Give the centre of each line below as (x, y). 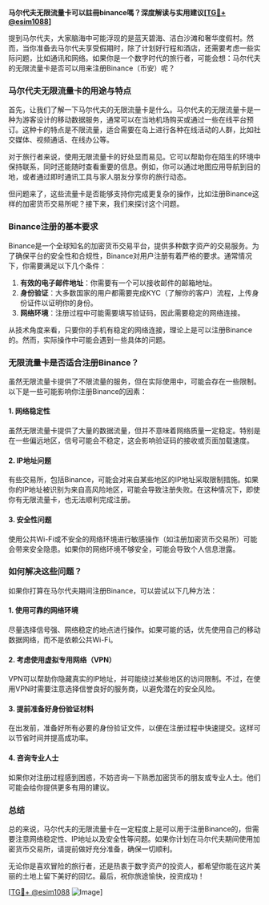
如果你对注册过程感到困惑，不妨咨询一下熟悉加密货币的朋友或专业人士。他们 (134, 777)
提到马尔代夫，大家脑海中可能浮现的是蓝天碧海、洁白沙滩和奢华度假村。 (127, 38)
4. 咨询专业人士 (34, 758)
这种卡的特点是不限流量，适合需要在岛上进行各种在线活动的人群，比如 (138, 130)
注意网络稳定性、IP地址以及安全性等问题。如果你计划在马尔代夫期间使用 (134, 839)
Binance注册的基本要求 (53, 227)
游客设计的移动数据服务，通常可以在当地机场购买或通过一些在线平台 (134, 120)
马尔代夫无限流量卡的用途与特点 (70, 90)
